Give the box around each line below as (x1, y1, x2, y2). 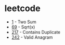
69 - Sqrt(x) (11, 24, 35, 30)
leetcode (4, 3, 40, 14)
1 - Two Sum (11, 19, 37, 25)
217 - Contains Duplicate (11, 29, 61, 35)
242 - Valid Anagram (11, 34, 53, 40)
